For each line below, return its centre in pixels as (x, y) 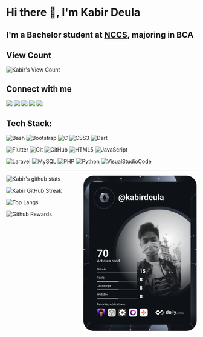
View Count (29, 55)
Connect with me (39, 89)
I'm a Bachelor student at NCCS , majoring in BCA (100, 35)
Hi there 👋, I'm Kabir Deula (73, 12)
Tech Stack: (29, 123)
